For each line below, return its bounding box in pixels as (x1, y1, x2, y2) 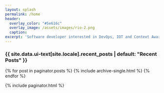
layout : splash (5, 7, 36, 12)
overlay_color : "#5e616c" (9, 21, 62, 26)
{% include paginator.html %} (5, 83, 64, 89)
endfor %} (5, 73, 26, 79)
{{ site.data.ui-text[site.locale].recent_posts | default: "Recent (5, 50, 157, 57)
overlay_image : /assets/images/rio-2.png (9, 25, 95, 30)
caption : (9, 30, 27, 35)
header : (5, 16, 21, 21)
